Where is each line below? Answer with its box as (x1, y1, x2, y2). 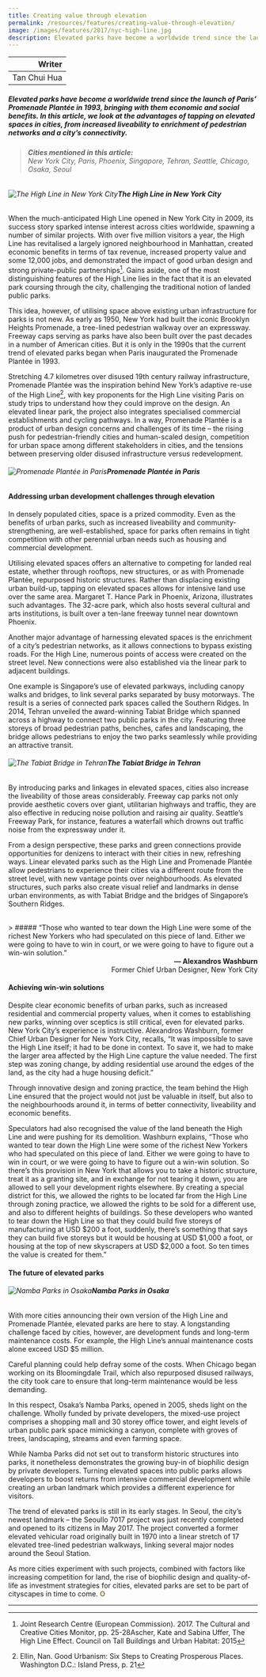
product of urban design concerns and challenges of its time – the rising (8, 423, 244, 433)
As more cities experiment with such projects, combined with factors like (8, 1564, 245, 1573)
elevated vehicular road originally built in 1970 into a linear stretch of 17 (8, 1531, 240, 1541)
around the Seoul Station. (8, 1548, 91, 1557)
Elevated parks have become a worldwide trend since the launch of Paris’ (8, 94, 257, 104)
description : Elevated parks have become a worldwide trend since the (8, 33, 246, 42)
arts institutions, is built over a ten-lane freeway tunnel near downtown (8, 609, 239, 618)
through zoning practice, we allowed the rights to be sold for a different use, (8, 1199, 256, 1208)
